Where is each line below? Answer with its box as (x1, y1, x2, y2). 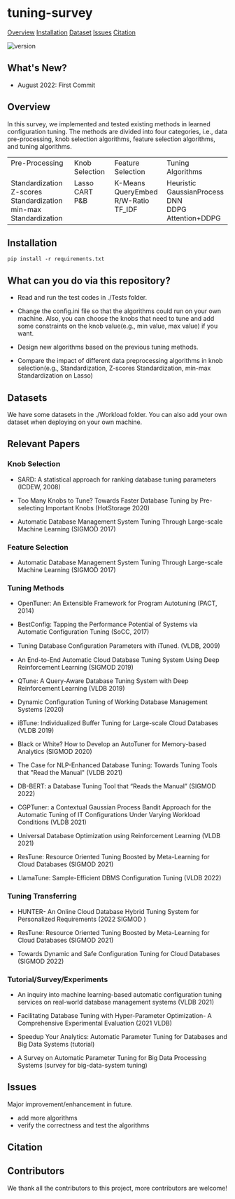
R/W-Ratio (114, 195, 150, 205)
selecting (17, 503, 44, 512)
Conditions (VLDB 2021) (17, 818, 87, 826)
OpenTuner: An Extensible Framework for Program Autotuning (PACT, (17, 599, 218, 608)
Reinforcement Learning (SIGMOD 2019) (17, 663, 134, 672)
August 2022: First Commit (17, 81, 96, 89)
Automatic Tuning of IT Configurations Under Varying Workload (17, 811, 201, 819)
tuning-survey (7, 5, 93, 21)
